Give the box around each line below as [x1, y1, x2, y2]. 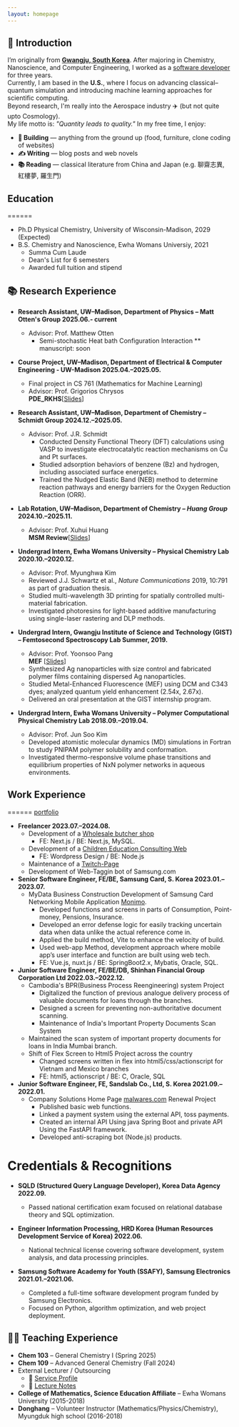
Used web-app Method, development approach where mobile [39, 943, 221, 951]
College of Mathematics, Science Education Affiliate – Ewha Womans [17, 1388, 226, 1397]
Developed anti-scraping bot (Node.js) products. [39, 1133, 182, 1141]
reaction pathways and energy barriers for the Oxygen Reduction [39, 483, 230, 491]
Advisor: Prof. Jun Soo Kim [28, 730, 108, 739]
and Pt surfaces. [39, 453, 88, 461]
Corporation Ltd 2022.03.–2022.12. [17, 973, 125, 982]
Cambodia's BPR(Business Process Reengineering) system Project [28, 981, 225, 989]
